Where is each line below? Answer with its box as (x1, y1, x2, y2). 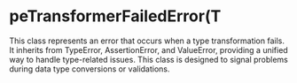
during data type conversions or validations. (9, 64, 170, 74)
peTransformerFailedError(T (9, 6, 222, 26)
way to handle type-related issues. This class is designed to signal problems (9, 54, 288, 64)
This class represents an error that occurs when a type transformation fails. (9, 35, 285, 46)
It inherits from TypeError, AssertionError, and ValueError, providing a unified (9, 44, 288, 55)
